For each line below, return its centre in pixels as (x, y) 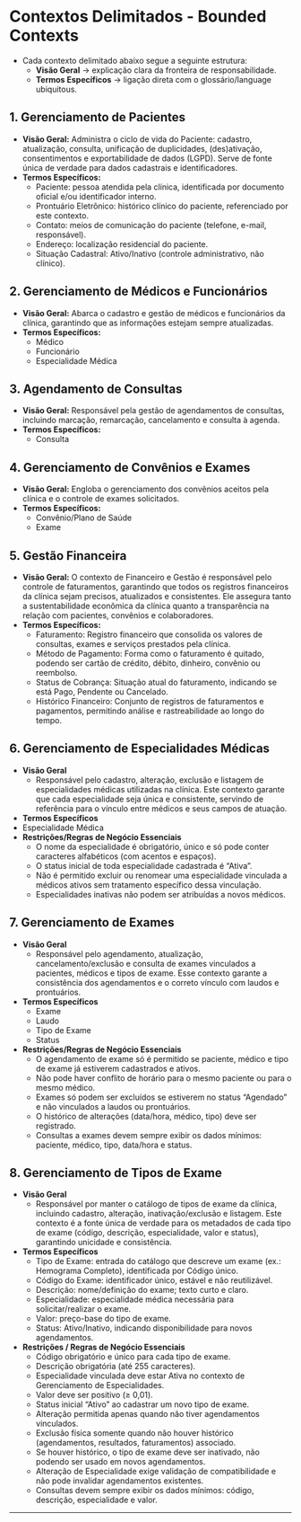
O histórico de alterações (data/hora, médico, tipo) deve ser (146, 1116)
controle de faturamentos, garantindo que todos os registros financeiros (155, 587)
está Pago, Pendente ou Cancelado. (102, 692)
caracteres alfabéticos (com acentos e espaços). (126, 856)
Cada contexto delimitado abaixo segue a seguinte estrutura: (135, 60)
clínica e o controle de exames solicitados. (101, 499)
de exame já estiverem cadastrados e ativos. (118, 1068)
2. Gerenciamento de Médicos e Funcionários (138, 292)
